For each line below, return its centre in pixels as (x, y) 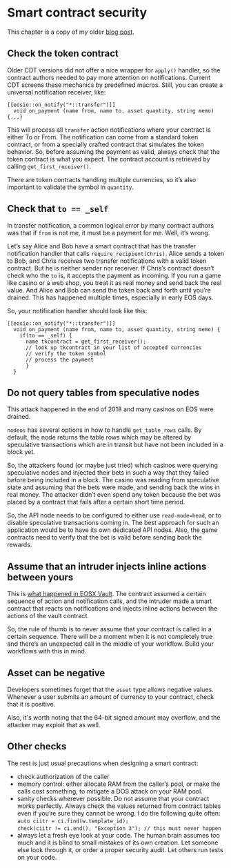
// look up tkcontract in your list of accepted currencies (113, 347)
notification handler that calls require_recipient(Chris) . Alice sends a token (116, 253)
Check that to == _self (58, 209)
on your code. (37, 857)
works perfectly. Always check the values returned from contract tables (119, 806)
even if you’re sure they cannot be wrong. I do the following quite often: (119, 813)
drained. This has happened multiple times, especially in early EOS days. (110, 297)
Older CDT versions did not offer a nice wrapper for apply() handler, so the (114, 70)
